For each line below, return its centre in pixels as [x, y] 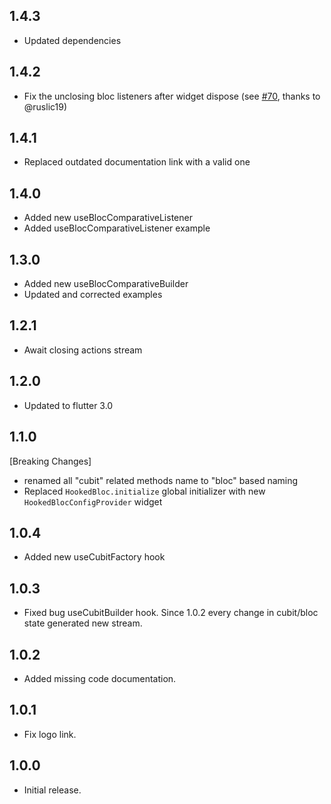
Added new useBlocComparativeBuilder [106, 284]
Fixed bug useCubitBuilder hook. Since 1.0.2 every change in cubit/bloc [171, 613]
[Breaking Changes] [50, 461]
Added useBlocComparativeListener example [117, 228]
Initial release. [52, 790]
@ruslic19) [45, 106]
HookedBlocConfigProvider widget [93, 501]
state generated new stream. [83, 623]
